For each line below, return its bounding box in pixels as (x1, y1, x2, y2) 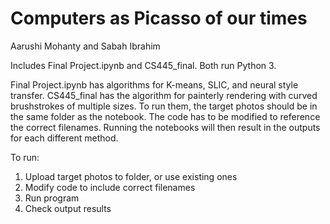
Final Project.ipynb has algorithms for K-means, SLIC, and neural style (10, 78, 299, 91)
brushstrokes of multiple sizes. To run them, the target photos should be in (10, 100, 318, 112)
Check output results (24, 202, 112, 214)
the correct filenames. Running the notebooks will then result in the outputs (10, 121, 321, 133)
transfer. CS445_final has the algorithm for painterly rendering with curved (10, 89, 318, 101)
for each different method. (10, 132, 119, 144)
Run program (24, 192, 80, 204)
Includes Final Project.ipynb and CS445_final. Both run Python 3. (10, 59, 277, 71)
